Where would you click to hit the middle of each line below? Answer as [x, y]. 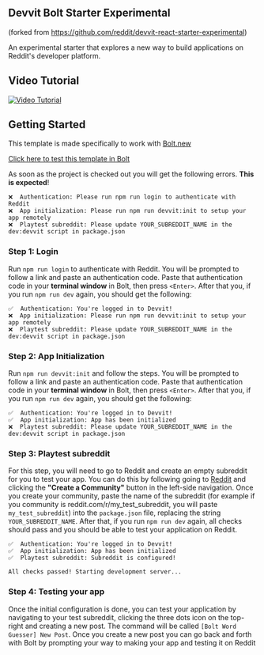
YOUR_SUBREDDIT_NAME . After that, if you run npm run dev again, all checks [125, 521]
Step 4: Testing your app [57, 592]
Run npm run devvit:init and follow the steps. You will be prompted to [124, 373]
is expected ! [29, 183]
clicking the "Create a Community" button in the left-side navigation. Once [131, 488]
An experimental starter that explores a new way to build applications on [126, 47]
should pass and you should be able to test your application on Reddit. [123, 530]
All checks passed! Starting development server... [95, 572]
